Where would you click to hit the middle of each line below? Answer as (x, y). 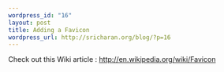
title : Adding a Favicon (49, 30)
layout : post (30, 23)
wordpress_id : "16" (40, 15)
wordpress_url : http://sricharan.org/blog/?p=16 (90, 37)
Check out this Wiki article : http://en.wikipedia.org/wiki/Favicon (112, 59)
